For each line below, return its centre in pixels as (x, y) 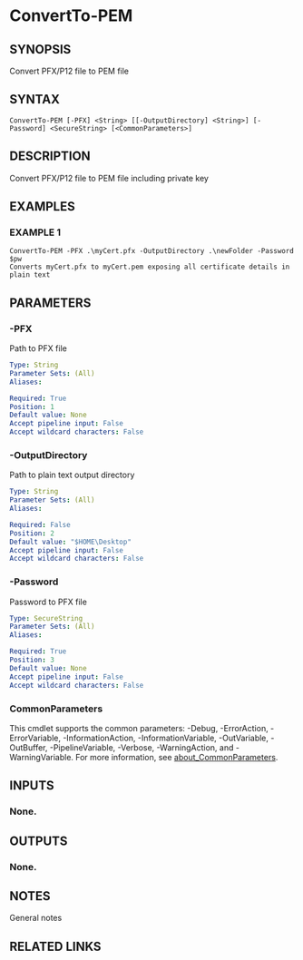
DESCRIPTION (50, 157)
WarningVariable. (42, 757)
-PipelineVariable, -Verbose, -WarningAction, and (142, 747)
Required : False (40, 524)
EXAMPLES (42, 206)
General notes (36, 918)
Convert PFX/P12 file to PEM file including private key (109, 178)
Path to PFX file (39, 348)
